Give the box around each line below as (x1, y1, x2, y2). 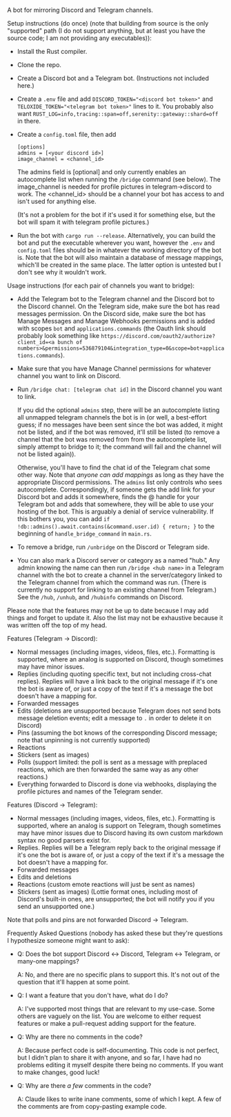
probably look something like (17, 332, 100, 339)
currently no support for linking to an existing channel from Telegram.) (17, 585, 217, 594)
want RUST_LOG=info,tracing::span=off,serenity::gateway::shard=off (17, 110, 219, 118)
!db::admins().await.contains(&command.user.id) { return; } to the (17, 522, 215, 530)
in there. (17, 117, 41, 125)
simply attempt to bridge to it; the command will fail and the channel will (17, 442, 222, 451)
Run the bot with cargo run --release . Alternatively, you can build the (17, 232, 216, 239)
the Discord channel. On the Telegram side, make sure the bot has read (17, 302, 220, 310)
